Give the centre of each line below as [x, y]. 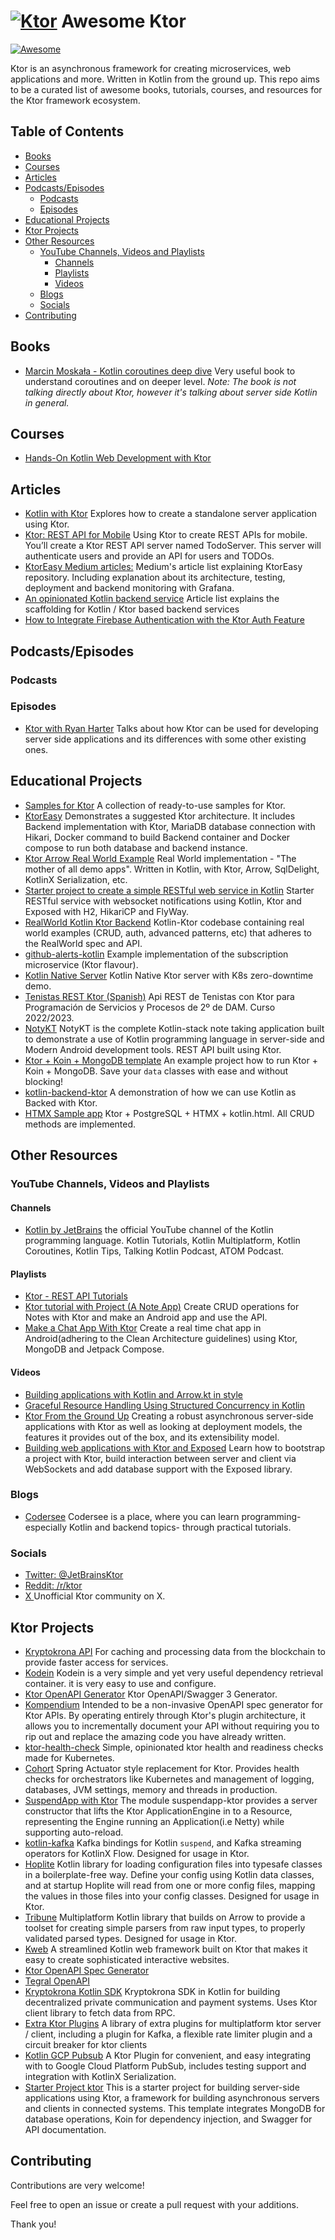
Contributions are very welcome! [77, 2185]
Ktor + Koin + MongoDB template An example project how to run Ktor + [171, 1060]
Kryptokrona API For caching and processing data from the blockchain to [175, 1651]
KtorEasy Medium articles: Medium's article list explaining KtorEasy [163, 567]
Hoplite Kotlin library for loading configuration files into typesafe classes [173, 1864]
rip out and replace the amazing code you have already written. [155, 1736]
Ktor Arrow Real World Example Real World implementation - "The [160, 858]
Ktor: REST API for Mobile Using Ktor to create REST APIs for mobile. [166, 535]
